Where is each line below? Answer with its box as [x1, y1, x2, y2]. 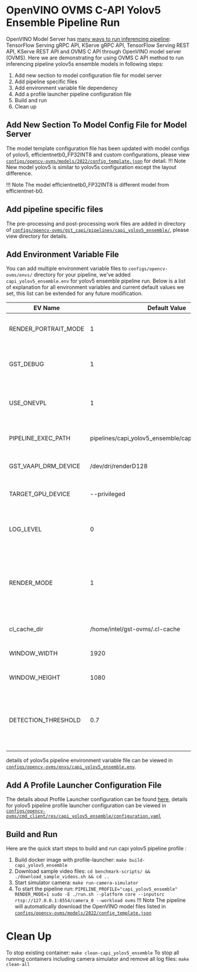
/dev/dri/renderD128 [90, 462, 148, 470]
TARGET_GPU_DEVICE [9, 490, 70, 498]
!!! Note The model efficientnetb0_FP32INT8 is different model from [6, 181, 169, 188]
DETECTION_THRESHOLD [9, 716, 81, 724]
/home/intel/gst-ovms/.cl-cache [90, 625, 181, 633]
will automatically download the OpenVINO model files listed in [14, 903, 166, 910]
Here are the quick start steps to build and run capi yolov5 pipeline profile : [6, 845, 187, 852]
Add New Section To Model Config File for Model [6, 120, 188, 130]
